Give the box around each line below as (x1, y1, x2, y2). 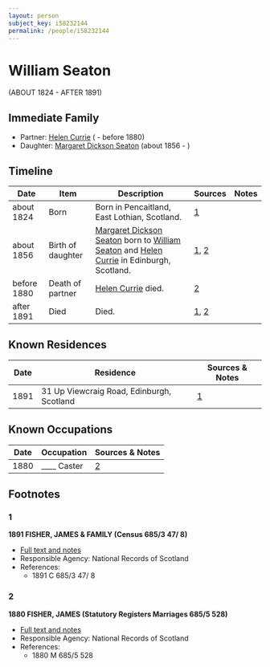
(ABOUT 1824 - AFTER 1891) (8, 87, 103, 97)
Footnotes (8, 487, 60, 501)
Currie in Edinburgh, (95, 254, 171, 266)
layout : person (8, 11, 59, 20)
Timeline (8, 164, 54, 177)
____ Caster (41, 460, 84, 471)
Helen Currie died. (95, 283, 165, 294)
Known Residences (8, 338, 107, 352)
